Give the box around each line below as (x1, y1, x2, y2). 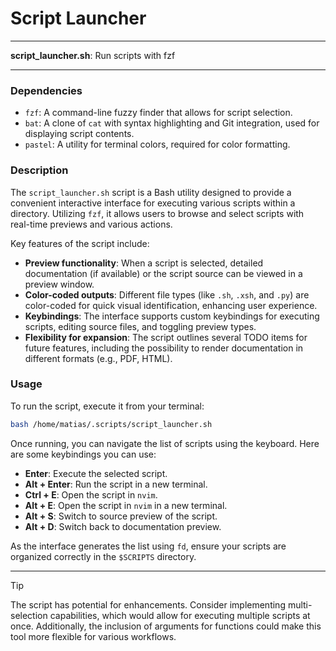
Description (10, 163, 69, 177)
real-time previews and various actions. (10, 218, 173, 230)
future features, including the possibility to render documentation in (24, 342, 304, 354)
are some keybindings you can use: (10, 448, 157, 460)
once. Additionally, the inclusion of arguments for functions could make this (10, 620, 322, 632)
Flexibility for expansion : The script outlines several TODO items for (24, 331, 308, 343)
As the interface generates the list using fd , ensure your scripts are (10, 540, 287, 552)
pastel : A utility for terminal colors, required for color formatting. (24, 138, 291, 151)
